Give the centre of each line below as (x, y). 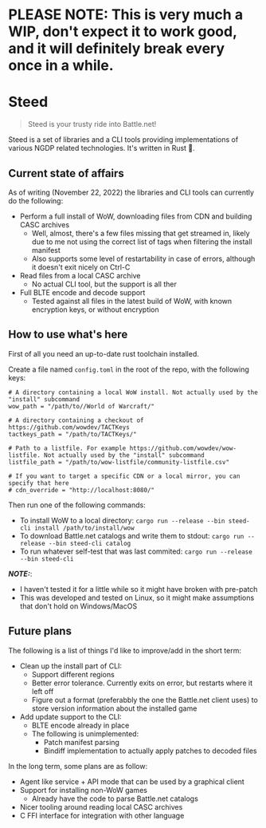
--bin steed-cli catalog (90, 543)
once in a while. (61, 66)
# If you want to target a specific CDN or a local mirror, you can (124, 476)
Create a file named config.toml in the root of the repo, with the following (129, 369)
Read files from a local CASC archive (80, 275)
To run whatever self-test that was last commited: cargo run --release (136, 551)
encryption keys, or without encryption (95, 310)
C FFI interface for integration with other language (102, 815)
